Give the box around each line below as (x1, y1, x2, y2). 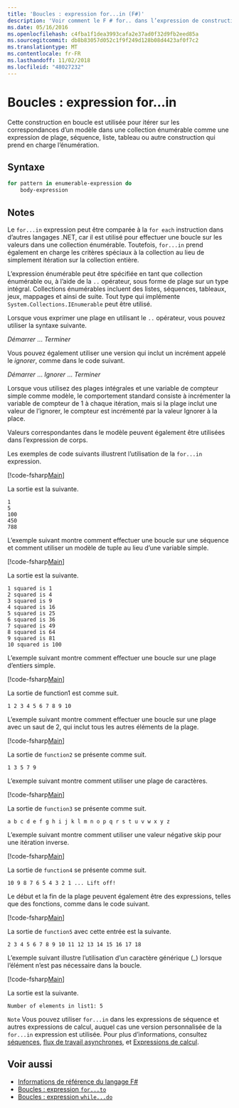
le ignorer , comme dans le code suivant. (7, 356, 125, 364)
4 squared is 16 (7, 603, 55, 610)
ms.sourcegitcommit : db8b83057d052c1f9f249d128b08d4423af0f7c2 (7, 37, 199, 44)
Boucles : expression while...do (17, 1092, 113, 1101)
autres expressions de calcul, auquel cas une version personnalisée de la (7, 1022, 222, 1031)
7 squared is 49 (7, 622, 55, 630)
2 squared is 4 (7, 591, 53, 598)
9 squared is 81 (7, 635, 55, 642)
